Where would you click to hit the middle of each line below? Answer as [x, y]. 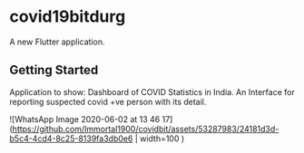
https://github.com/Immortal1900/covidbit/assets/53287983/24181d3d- [146, 129]
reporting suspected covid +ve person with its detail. [108, 101]
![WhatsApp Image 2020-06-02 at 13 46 [85, 119]
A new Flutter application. [57, 42]
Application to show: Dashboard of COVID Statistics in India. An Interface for [152, 91]
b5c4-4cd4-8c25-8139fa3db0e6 [71, 139]
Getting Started [54, 70]
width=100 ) [162, 139]
